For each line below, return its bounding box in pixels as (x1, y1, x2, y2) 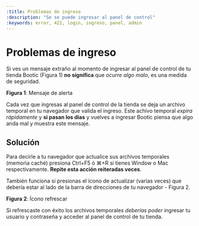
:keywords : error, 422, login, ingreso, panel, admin (6, 20, 143, 26)
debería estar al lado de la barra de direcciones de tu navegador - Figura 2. (6, 184, 191, 191)
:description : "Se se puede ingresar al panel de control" (6, 14, 156, 20)
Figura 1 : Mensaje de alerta (6, 89, 73, 97)
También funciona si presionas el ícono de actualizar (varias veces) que (6, 177, 182, 185)
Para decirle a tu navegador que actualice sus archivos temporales (6, 153, 170, 160)
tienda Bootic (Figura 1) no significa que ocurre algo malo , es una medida (6, 72, 187, 79)
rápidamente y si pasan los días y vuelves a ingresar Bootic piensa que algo (6, 114, 193, 121)
